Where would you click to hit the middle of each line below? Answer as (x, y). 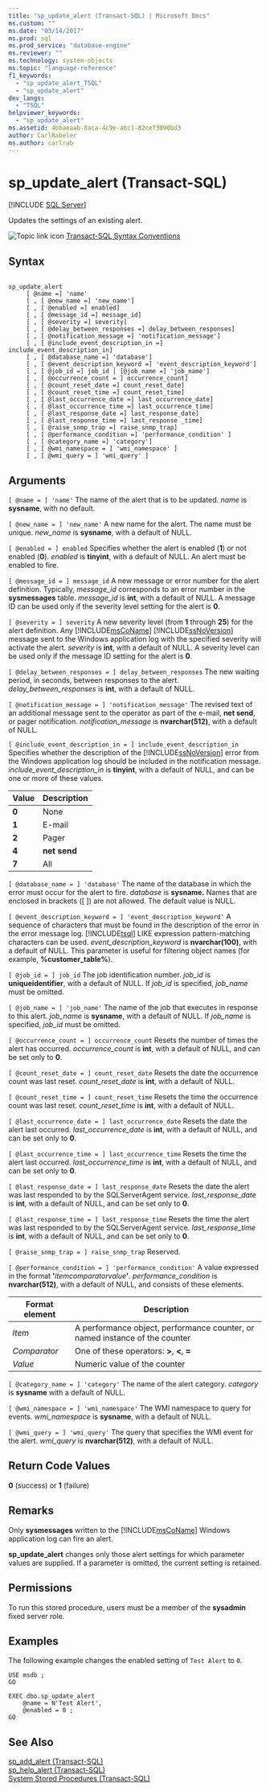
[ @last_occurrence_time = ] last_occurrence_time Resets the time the (128, 1154)
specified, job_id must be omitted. (64, 1025)
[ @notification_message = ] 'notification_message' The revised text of (131, 704)
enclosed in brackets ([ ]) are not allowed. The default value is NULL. (122, 901)
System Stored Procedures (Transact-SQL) (79, 1779)
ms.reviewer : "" (35, 53)
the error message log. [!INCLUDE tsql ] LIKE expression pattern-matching (129, 934)
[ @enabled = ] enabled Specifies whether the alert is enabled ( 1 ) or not (127, 548)
